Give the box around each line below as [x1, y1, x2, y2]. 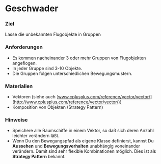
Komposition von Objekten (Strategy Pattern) [12, 104, 103, 110]
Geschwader [5, 3, 59, 14]
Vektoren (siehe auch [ [12, 94, 58, 100]
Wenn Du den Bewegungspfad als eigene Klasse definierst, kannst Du [12, 138, 154, 144]
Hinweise [5, 117, 28, 123]
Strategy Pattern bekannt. [12, 154, 66, 160]
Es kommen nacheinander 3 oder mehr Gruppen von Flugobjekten [12, 55, 146, 61]
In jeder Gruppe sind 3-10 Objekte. [12, 65, 82, 71]
